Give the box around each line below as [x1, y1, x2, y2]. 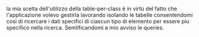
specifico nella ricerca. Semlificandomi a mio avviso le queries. [6, 24, 164, 31]
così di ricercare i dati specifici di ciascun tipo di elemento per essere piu [6, 18, 190, 24]
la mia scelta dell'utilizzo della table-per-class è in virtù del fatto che [6, 5, 178, 12]
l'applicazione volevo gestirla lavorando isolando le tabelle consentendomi [6, 11, 193, 18]
